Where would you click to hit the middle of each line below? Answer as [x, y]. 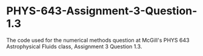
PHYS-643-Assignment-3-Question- [102, 11]
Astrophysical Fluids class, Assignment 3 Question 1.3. [74, 46]
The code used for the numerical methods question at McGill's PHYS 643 [98, 40]
